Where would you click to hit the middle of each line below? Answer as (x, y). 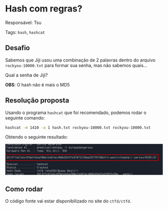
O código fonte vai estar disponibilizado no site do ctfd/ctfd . (68, 201)
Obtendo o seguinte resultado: (36, 137)
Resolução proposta (37, 100)
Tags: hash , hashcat (25, 32)
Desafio (17, 48)
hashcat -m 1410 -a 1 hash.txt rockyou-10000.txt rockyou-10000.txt (78, 127)
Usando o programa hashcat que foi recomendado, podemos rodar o (76, 112)
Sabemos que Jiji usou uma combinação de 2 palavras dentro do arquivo (80, 60)
